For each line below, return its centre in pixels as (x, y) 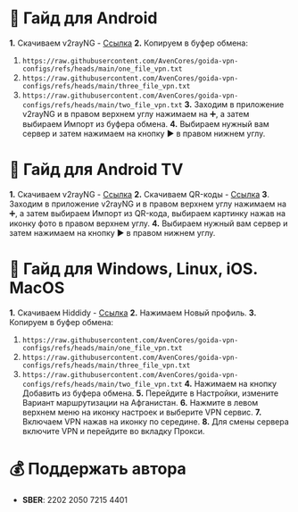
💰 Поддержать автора (98, 469)
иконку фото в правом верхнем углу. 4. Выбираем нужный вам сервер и (149, 223)
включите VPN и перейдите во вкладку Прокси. (113, 431)
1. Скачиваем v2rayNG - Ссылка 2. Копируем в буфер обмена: (128, 43)
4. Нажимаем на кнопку (231, 383)
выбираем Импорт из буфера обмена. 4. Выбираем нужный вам (145, 123)
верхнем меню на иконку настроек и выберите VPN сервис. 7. (142, 412)
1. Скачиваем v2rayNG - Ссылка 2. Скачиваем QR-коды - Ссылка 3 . (140, 194)
